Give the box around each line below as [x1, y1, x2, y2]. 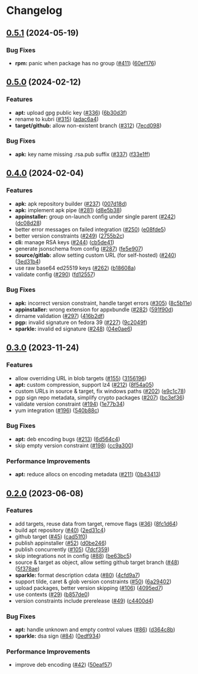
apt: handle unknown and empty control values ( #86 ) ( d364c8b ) [14, 626, 176, 633]
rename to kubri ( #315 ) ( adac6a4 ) [14, 115, 99, 123]
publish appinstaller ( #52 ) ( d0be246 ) [14, 539, 107, 546]
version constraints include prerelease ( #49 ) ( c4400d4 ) [14, 597, 154, 604]
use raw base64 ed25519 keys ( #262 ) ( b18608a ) [14, 264, 137, 271]
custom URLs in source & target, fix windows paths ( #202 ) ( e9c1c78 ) [14, 387, 186, 395]
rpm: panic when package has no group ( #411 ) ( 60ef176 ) [14, 59, 156, 66]
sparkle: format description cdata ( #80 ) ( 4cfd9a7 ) [14, 571, 140, 578]
